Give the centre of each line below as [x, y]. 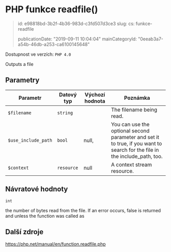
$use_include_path [30, 140]
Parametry [22, 80]
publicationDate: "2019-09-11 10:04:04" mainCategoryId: [77, 39]
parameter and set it [135, 137]
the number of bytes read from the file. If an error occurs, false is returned [83, 210]
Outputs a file [20, 64]
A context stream [132, 165]
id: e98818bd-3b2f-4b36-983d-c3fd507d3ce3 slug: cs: [76, 24]
